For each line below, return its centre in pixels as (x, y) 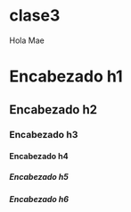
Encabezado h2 (53, 110)
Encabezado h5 (39, 176)
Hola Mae (27, 40)
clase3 (35, 16)
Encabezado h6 (39, 199)
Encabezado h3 (44, 135)
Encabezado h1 (66, 76)
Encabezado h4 (39, 157)
